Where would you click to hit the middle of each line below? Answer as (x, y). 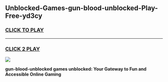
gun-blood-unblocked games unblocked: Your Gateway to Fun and (76, 69)
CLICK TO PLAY (24, 30)
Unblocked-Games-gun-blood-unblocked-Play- (82, 8)
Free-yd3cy (24, 16)
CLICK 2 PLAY (22, 49)
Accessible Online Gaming (33, 74)
